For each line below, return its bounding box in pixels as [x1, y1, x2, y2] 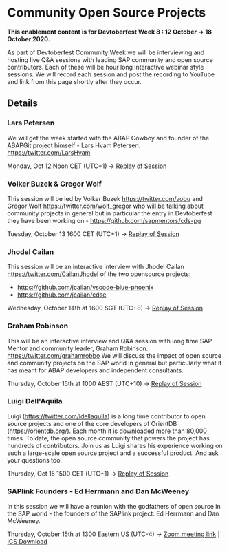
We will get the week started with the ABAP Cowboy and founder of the [7, 134, 210, 142]
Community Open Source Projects [7, 5, 206, 21]
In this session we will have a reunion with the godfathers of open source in [7, 502, 221, 511]
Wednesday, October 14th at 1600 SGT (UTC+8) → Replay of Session [7, 304, 203, 312]
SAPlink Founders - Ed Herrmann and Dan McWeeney [7, 487, 190, 496]
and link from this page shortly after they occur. [7, 77, 142, 85]
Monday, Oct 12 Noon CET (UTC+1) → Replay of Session [7, 162, 167, 170]
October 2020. [7, 34, 50, 43]
